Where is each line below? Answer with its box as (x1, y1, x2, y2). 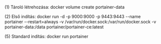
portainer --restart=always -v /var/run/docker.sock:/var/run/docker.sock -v (4, 19, 157, 24)
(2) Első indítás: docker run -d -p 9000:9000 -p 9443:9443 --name (4, 14, 141, 19)
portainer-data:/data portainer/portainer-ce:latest (4, 24, 104, 30)
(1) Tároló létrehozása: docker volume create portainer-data (4, 4, 125, 10)
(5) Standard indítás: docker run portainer (4, 34, 89, 39)
